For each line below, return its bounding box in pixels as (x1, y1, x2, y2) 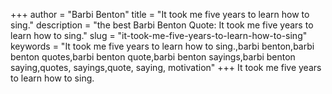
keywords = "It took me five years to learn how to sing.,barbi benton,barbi (10, 40, 315, 52)
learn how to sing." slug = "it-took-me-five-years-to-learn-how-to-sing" (10, 30, 308, 41)
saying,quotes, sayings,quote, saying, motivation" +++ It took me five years (10, 62, 322, 73)
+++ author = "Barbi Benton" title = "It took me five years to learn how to (10, 9, 310, 20)
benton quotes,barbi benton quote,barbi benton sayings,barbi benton (10, 51, 296, 63)
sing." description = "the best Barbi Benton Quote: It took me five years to (10, 19, 314, 31)
